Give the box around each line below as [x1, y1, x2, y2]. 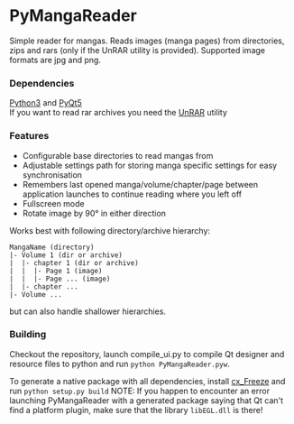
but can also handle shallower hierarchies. [9, 306, 167, 317]
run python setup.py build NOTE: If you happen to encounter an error [9, 385, 271, 396]
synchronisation [22, 169, 83, 180]
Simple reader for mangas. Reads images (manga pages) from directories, [9, 35, 285, 46]
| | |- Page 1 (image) [9, 266, 103, 275]
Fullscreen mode [22, 198, 86, 208]
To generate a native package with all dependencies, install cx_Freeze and [9, 375, 286, 386]
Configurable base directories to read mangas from [22, 150, 214, 161]
